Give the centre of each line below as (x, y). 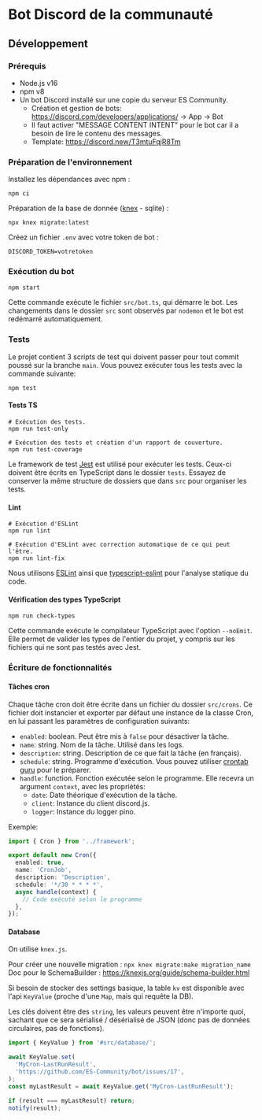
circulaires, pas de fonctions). (56, 1029)
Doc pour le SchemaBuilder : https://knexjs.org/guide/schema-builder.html (129, 973)
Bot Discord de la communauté (111, 15)
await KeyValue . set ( (42, 1057)
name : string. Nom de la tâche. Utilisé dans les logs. (102, 744)
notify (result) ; (35, 1108)
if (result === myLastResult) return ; (72, 1100)
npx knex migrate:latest (49, 223)
